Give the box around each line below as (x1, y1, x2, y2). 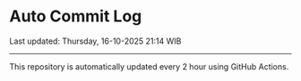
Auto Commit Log (9, 6, 142, 27)
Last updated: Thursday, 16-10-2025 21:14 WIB (9, 36, 182, 46)
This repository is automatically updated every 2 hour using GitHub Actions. (9, 61, 289, 72)
